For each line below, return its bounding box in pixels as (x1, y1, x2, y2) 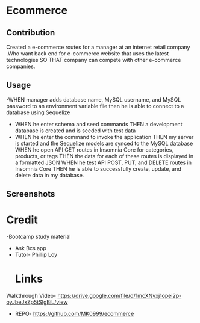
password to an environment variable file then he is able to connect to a (6, 102, 184, 109)
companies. (6, 63, 36, 70)
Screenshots (6, 189, 55, 199)
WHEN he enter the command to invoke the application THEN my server (14, 133, 194, 140)
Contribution (6, 28, 55, 38)
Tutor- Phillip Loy (14, 251, 58, 259)
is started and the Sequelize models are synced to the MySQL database (14, 140, 193, 147)
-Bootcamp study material (6, 233, 71, 241)
